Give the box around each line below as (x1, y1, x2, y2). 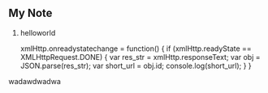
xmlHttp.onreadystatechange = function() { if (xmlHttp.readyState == (19, 44, 252, 53)
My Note (8, 6, 53, 20)
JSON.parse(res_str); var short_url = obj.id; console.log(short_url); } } (19, 61, 252, 70)
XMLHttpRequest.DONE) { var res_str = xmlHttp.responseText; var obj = (19, 52, 262, 61)
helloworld (19, 27, 56, 37)
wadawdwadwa (8, 76, 61, 86)
